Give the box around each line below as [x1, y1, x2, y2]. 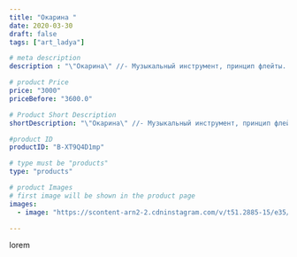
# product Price [9, 78, 69, 87]
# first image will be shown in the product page [9, 191, 196, 200]
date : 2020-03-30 [9, 21, 73, 30]
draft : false [9, 29, 57, 38]
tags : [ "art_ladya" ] [9, 37, 86, 47]
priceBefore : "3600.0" [9, 94, 93, 103]
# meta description [9, 54, 81, 63]
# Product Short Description [9, 110, 117, 120]
